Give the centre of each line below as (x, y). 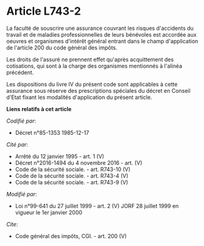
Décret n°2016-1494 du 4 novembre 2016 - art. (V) (79, 162)
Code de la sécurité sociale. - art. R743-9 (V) (72, 182)
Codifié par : (21, 121)
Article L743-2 (44, 11)
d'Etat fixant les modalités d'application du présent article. (79, 97)
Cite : (12, 224)
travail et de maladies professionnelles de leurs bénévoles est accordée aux (101, 34)
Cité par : (17, 144)
